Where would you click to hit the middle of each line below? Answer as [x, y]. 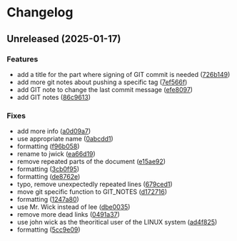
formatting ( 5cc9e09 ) [49, 230]
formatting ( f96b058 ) [48, 146]
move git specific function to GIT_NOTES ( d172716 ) [92, 192]
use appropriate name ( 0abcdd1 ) [65, 139]
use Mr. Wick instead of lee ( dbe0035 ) [74, 207]
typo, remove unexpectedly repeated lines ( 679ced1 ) [95, 184]
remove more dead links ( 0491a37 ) [69, 215]
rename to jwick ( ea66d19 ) [56, 154]
